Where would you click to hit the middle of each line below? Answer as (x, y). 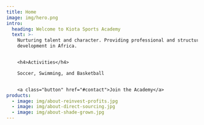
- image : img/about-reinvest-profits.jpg (65, 101)
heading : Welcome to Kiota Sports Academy (66, 29)
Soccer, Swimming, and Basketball (61, 73)
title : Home (21, 12)
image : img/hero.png (32, 18)
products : (19, 95)
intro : (15, 23)
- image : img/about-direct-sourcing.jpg (63, 107)
